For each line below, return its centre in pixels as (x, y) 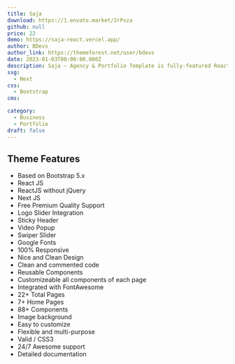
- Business (29, 118)
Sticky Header (38, 220)
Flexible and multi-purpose (56, 332)
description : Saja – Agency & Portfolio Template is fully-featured (109, 66)
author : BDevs (28, 46)
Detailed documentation (52, 354)
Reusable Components (50, 272)
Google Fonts (37, 243)
